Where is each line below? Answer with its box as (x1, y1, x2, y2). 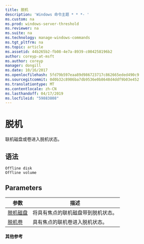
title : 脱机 (5, 7, 28, 12)
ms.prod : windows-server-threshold (5, 21, 79, 26)
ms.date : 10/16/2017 (5, 68, 48, 73)
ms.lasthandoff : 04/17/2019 (5, 91, 64, 96)
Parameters (5, 183, 42, 192)
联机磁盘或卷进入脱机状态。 (5, 136, 62, 142)
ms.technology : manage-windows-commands (5, 35, 91, 40)
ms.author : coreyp (5, 58, 43, 63)
